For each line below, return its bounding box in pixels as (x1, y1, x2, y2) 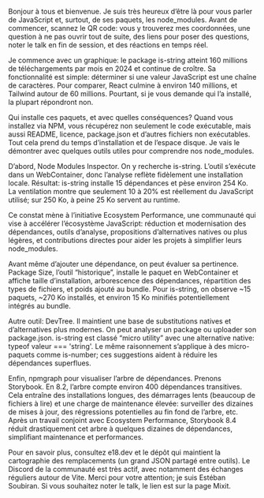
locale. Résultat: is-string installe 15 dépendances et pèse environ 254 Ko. (8, 178, 248, 188)
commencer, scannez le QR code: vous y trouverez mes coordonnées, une (8, 24, 251, 32)
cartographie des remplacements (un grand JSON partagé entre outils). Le (8, 456, 251, 465)
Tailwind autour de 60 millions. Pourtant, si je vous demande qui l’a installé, (8, 89, 252, 98)
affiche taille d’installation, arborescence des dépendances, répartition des (8, 276, 251, 285)
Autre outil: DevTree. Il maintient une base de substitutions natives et (8, 316, 232, 326)
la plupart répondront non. (8, 98, 94, 107)
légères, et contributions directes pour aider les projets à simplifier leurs (8, 236, 242, 245)
